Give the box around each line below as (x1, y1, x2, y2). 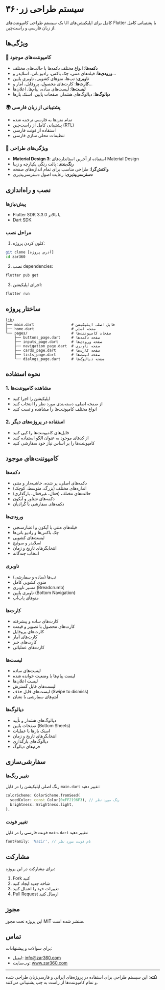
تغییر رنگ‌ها (5, 772, 29, 779)
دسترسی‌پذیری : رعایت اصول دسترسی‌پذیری (12, 171, 93, 177)
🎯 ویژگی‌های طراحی (5, 144, 48, 151)
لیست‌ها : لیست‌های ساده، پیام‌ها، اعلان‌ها (12, 86, 86, 92)
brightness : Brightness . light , (10, 802, 74, 807)
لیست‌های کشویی (12, 535, 45, 541)
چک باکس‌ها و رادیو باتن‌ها (12, 530, 59, 536)
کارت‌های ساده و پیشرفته (12, 618, 59, 624)
